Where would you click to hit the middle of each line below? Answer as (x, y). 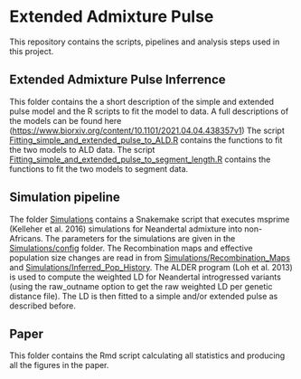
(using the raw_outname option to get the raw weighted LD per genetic (141, 286)
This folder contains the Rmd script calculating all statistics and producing (147, 355)
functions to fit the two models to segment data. (99, 168)
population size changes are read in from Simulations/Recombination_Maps (150, 257)
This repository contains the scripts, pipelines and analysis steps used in (145, 42)
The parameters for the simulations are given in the (140, 238)
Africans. (26, 238)
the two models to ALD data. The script (82, 149)
